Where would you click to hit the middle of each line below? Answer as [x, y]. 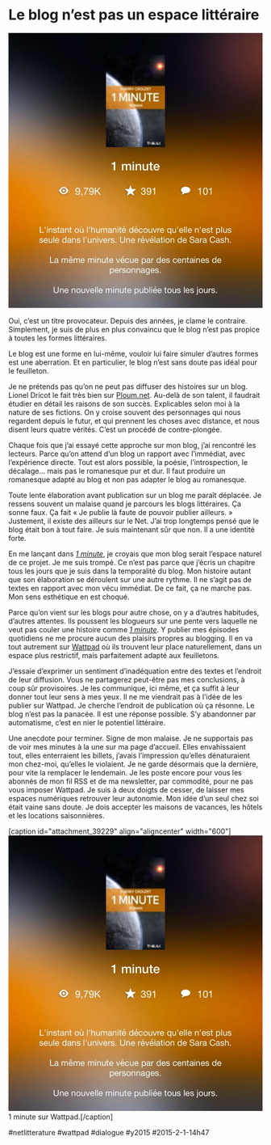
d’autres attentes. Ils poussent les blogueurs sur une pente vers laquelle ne [133, 621]
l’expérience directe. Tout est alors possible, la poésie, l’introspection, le [128, 463]
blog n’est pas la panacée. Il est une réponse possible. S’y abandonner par [132, 714]
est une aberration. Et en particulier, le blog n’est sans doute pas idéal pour [133, 362]
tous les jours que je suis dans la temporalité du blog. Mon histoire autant [130, 571]
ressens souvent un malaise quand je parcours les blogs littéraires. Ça [125, 504]
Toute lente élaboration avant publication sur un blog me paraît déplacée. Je [135, 496]
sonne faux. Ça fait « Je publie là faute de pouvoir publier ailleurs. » [121, 513]
